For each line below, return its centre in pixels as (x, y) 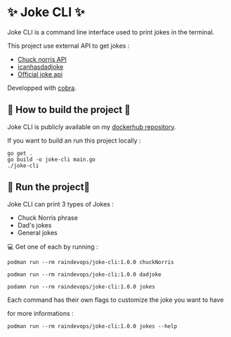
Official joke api (40, 74)
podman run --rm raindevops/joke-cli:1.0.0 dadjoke (84, 275)
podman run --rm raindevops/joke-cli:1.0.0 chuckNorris (91, 262)
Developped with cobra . (42, 88)
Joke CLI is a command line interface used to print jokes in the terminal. (111, 32)
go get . (20, 153)
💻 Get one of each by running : (53, 246)
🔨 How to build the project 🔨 (69, 110)
